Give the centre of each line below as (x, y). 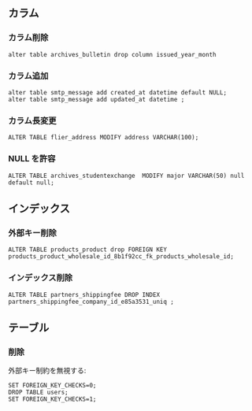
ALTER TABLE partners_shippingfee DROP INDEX (84, 294)
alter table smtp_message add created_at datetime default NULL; (117, 92)
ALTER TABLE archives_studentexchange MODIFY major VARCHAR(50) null (126, 176)
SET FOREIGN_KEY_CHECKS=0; (52, 386)
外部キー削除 (33, 232)
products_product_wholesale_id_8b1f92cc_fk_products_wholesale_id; (121, 257)
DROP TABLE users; (38, 392)
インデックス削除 (41, 278)
